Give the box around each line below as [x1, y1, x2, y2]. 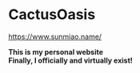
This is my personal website [8, 47, 104, 56]
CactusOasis [8, 6, 96, 24]
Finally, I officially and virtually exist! [8, 56, 134, 65]
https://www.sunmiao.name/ [8, 32, 102, 41]
